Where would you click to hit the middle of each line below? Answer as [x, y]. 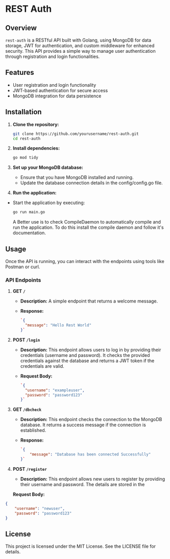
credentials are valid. [42, 366]
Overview [21, 28]
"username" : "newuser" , [40, 508]
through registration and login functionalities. [53, 56]
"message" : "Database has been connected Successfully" [90, 454]
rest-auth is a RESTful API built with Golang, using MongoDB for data [78, 40]
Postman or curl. [23, 267]
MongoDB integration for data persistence [57, 96]
